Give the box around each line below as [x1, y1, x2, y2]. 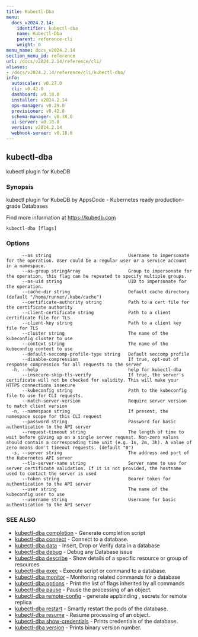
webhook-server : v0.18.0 [11, 130, 73, 137]
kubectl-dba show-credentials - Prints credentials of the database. [14, 617, 178, 625]
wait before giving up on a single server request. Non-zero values [6, 435, 179, 440]
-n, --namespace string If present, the [11, 408, 168, 414]
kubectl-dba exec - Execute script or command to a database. [14, 567, 167, 574]
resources [14, 560, 40, 568]
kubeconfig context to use [6, 346, 73, 352]
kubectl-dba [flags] [6, 225, 58, 232]
